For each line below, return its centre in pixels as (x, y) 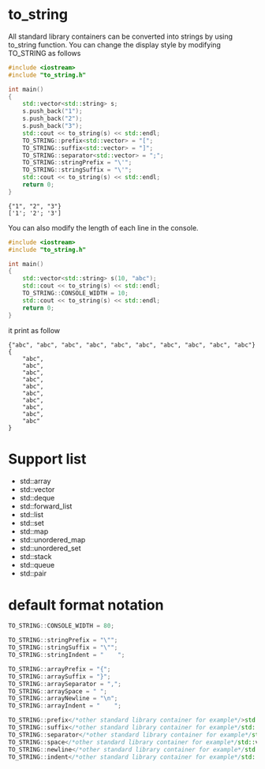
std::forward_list (46, 506)
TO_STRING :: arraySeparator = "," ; (65, 684)
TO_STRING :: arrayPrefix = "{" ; (60, 669)
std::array (35, 481)
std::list (32, 514)
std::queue (37, 565)
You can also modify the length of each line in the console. (103, 227)
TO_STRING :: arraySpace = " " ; (58, 691)
